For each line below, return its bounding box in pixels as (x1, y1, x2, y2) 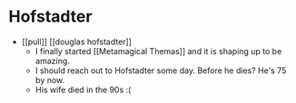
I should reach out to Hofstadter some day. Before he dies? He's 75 (35, 65, 287, 76)
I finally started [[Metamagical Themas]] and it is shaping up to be (35, 45, 282, 56)
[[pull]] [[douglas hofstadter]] (21, 36, 133, 47)
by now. (35, 74, 65, 85)
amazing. (35, 55, 70, 66)
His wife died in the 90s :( (35, 84, 132, 95)
